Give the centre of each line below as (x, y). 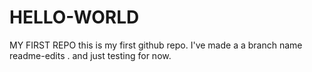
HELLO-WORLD (74, 17)
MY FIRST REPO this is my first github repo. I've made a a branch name (156, 45)
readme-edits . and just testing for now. (90, 55)
